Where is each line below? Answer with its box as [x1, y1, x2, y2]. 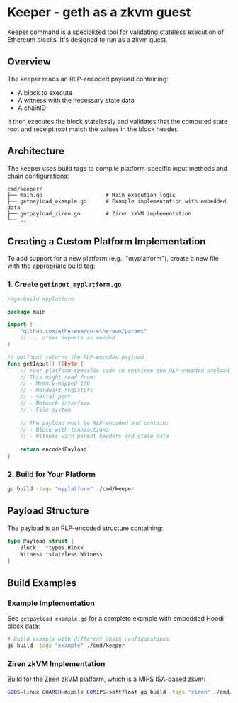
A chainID [17, 103, 47, 112]
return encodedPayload [20, 446, 87, 454]
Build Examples [7, 577, 77, 589]
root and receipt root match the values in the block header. [7, 125, 178, 133]
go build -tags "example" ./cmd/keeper [7, 642, 125, 649]
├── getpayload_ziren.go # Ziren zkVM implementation [7, 210, 192, 217]
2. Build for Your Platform [7, 469, 96, 479]
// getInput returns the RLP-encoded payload [7, 354, 144, 361]
